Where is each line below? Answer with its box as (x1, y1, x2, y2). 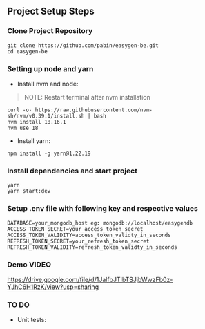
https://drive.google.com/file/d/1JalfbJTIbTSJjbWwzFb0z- (7, 275, 173, 283)
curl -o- (7, 106, 32, 113)
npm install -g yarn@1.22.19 (7, 150, 91, 157)
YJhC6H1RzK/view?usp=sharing (7, 283, 99, 291)
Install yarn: (17, 136, 50, 144)
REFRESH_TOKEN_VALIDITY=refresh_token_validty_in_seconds (7, 243, 177, 251)
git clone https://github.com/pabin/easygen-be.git (7, 41, 159, 49)
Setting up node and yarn (7, 64, 94, 73)
